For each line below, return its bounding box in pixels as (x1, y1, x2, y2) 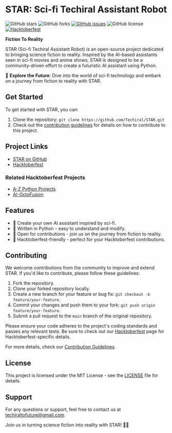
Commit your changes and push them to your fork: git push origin (12, 302, 156, 308)
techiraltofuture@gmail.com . (5, 412, 66, 418)
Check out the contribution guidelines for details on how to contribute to (12, 122, 166, 128)
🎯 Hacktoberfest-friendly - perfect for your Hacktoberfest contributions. (12, 236, 165, 242)
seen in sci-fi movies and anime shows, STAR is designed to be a (5, 57, 143, 63)
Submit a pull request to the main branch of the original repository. (12, 313, 152, 319)
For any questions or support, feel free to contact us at (5, 406, 121, 412)
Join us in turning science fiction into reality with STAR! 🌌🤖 (5, 422, 129, 428)
